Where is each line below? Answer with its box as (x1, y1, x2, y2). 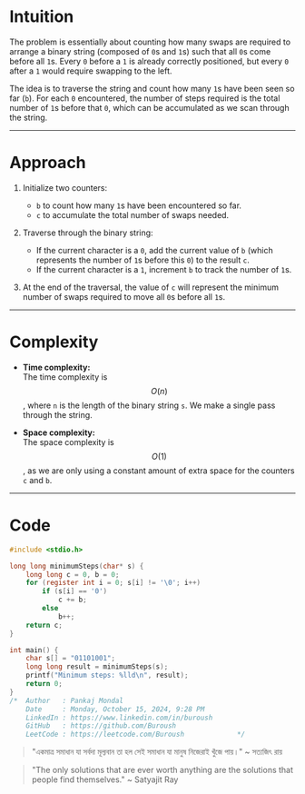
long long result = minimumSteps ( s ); (25, 662, 169, 671)
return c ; (25, 620, 64, 630)
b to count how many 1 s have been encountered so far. (35, 200, 242, 211)
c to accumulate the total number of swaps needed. (35, 209, 230, 220)
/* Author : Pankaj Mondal (9, 696, 124, 705)
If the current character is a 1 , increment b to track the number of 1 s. (35, 263, 292, 274)
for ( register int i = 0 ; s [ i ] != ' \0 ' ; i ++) (25, 579, 202, 588)
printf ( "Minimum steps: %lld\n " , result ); (25, 670, 189, 680)
